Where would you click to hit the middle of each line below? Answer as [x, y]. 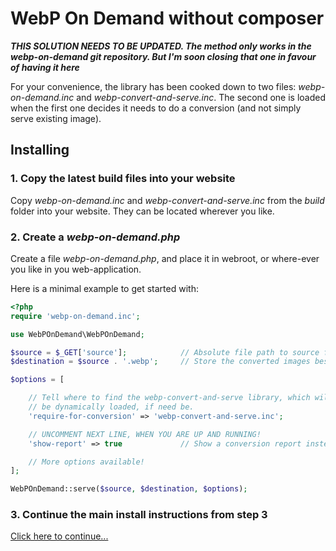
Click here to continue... [59, 536]
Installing [40, 150]
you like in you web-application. [76, 269]
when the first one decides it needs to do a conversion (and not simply [156, 108]
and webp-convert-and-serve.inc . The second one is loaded [201, 97]
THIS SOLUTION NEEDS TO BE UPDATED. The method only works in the [161, 46]
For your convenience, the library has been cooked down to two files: [153, 86]
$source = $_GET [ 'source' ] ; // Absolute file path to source [165, 352]
